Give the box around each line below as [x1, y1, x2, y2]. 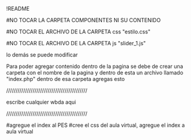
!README [6, 5, 30, 12]
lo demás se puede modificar [6, 51, 78, 58]
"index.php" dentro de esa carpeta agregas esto [6, 76, 125, 82]
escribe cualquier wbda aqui [6, 98, 76, 105]
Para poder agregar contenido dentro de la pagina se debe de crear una [6, 63, 183, 70]
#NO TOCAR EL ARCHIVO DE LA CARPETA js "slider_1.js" [6, 40, 146, 46]
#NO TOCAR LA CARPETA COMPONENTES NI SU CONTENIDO [6, 17, 161, 23]
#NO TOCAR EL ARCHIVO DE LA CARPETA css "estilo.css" [6, 28, 151, 35]
